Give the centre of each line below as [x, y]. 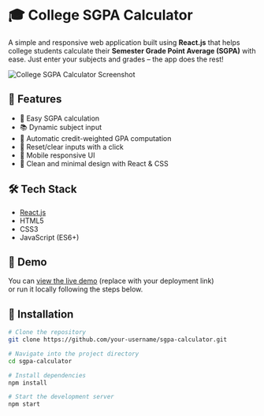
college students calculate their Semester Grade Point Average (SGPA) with [132, 50]
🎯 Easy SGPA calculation [59, 118]
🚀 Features [35, 99]
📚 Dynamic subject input [61, 127]
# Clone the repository [47, 332]
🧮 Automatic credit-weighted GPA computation [95, 138]
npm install [28, 383]
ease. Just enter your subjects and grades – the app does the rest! [116, 59]
